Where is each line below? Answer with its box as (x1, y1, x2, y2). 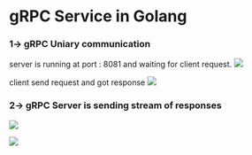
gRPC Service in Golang (9, 6, 187, 27)
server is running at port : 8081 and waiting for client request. (9, 59, 233, 70)
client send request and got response (9, 77, 146, 88)
